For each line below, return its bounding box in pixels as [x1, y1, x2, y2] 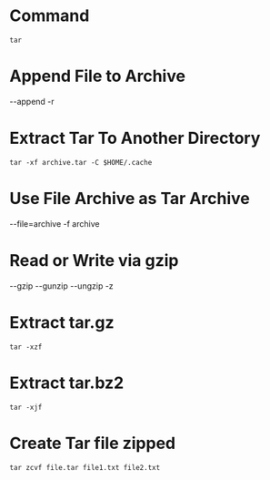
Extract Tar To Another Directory [9, 128, 261, 148]
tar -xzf [9, 342, 43, 352]
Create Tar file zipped [9, 433, 175, 454]
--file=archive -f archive [9, 218, 100, 229]
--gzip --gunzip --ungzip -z [9, 280, 114, 291]
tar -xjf [9, 403, 43, 412]
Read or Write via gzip [9, 250, 179, 271]
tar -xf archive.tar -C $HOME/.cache [9, 158, 153, 167]
